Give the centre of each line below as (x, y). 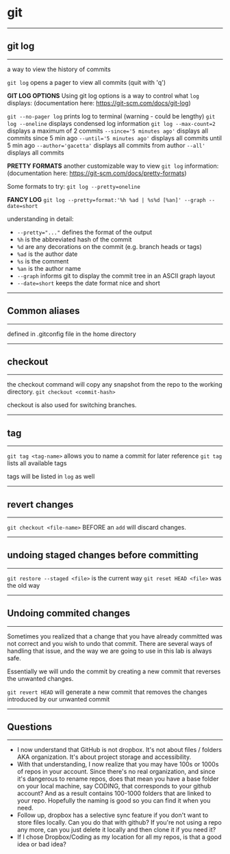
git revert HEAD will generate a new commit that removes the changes (107, 692)
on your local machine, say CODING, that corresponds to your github (114, 786)
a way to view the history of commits (59, 69)
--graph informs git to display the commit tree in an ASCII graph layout (116, 276)
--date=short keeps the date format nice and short (88, 283)
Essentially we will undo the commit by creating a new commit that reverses (114, 671)
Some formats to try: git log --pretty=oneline (74, 186)
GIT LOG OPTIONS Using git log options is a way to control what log (103, 95)
